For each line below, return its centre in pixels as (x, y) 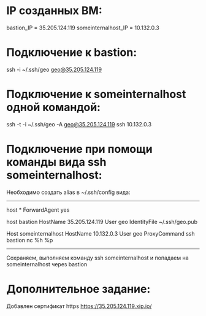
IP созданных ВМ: (54, 11)
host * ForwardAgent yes (38, 210)
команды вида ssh (56, 162)
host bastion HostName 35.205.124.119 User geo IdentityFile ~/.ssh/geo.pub (102, 222)
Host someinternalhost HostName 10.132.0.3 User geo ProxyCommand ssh (101, 233)
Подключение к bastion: (72, 52)
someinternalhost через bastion (47, 264)
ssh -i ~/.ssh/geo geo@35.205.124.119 (54, 69)
